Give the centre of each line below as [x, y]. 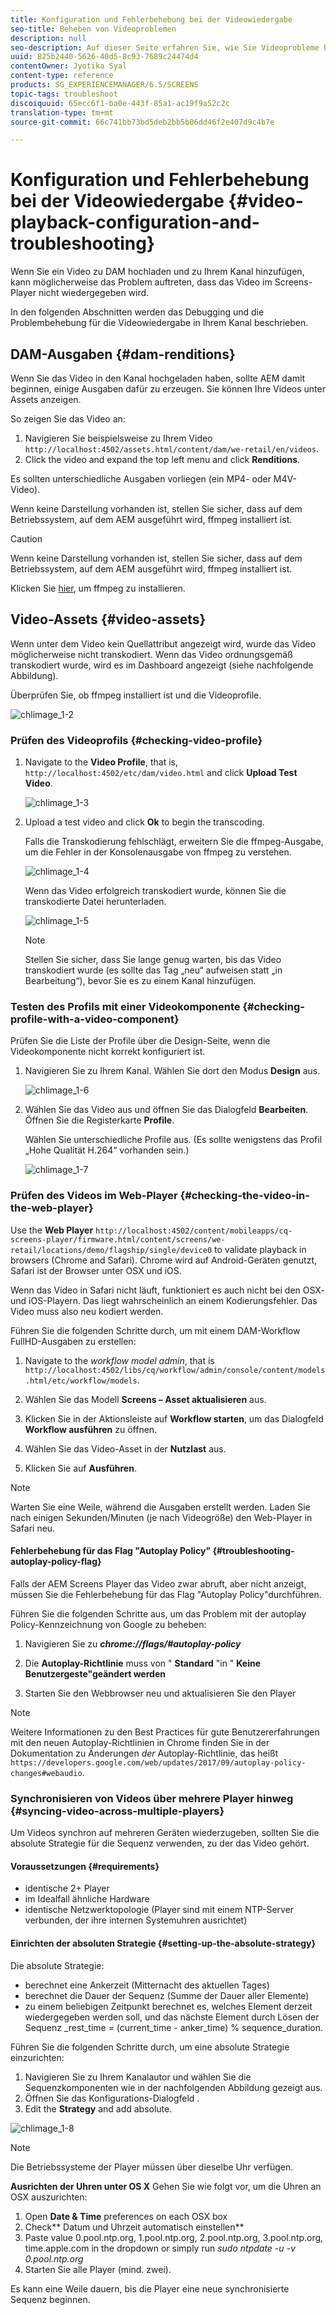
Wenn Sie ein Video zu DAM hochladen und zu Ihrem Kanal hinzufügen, [157, 272]
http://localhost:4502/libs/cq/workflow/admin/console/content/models [175, 1370]
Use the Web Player [52, 1230]
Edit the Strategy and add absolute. [98, 2108]
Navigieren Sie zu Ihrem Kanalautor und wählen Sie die [138, 2077]
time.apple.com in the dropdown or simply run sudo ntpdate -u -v [160, 2248]
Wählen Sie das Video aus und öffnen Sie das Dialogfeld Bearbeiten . [166, 1110]
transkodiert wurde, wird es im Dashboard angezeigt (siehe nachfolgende [162, 665]
